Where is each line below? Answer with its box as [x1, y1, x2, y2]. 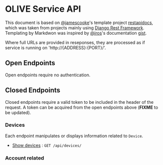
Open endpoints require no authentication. [5, 72, 91, 78]
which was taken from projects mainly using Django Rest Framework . [5, 24, 144, 30]
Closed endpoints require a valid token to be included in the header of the [5, 99, 154, 105]
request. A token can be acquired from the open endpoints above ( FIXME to [5, 104, 158, 110]
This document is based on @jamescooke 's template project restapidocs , [5, 20, 153, 25]
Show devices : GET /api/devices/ [12, 142, 82, 148]
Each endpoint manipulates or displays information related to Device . [5, 133, 143, 139]
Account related [5, 154, 45, 161]
